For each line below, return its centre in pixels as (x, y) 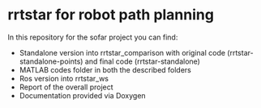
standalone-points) (51, 61)
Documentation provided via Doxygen (83, 95)
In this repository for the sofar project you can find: (93, 37)
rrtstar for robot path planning (111, 15)
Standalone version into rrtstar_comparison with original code (122, 52)
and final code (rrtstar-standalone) (142, 61)
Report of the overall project (66, 87)
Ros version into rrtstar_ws (64, 78)
